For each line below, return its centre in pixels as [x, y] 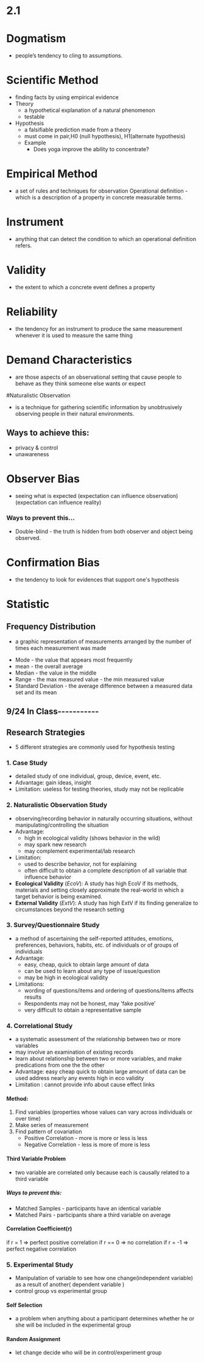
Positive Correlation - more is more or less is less [86, 1138]
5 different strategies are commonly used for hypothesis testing [95, 747]
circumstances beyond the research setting [70, 909]
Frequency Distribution [51, 627]
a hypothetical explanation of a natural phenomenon [90, 110]
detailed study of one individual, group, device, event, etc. [88, 776]
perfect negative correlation [41, 1249]
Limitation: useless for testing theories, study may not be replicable [99, 789]
